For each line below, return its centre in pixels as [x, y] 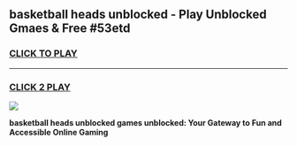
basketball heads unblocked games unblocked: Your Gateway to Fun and [146, 122]
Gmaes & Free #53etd [70, 29]
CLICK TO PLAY [43, 54]
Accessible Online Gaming [59, 132]
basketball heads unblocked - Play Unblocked [138, 15]
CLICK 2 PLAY [40, 87]
